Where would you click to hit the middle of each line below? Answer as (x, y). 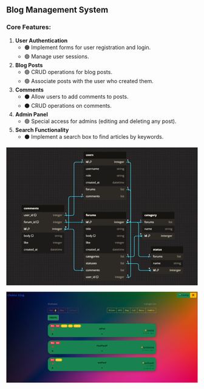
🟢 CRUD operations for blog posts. (68, 71)
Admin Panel (32, 114)
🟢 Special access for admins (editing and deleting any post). (100, 121)
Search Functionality (42, 130)
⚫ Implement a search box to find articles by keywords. (94, 136)
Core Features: (29, 27)
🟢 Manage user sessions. (56, 56)
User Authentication (41, 40)
